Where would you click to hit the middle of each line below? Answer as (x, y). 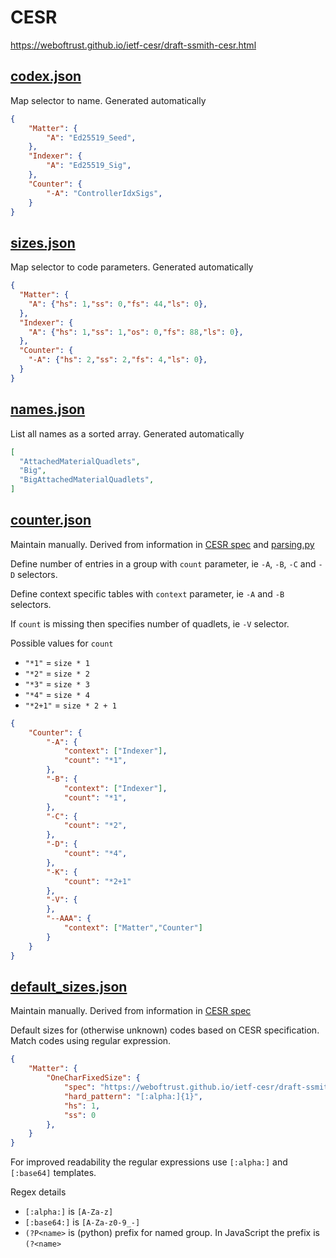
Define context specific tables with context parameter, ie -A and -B (147, 593)
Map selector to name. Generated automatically (108, 100)
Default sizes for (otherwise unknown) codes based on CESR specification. (165, 1030)
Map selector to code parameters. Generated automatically (132, 267)
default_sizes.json (69, 986)
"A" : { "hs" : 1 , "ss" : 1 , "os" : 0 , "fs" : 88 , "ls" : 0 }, (136, 332)
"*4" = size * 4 (57, 694)
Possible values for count (62, 643)
